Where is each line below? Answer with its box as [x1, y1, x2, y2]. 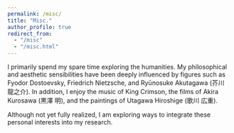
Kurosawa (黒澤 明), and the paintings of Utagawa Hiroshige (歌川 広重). [7, 96, 218, 105]
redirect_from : [7, 30, 53, 37]
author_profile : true [7, 23, 72, 30]
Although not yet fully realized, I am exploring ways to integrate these [7, 110, 211, 119]
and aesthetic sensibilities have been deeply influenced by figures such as [7, 70, 226, 79]
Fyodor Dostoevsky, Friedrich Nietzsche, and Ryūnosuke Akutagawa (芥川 [7, 79, 225, 87]
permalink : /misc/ [7, 10, 62, 18]
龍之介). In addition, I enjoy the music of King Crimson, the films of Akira [7, 88, 219, 96]
